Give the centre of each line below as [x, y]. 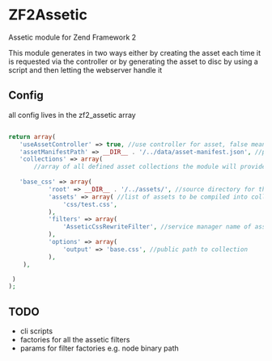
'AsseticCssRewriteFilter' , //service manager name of [157, 227]
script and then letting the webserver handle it [85, 69]
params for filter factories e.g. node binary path [100, 348]
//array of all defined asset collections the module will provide [150, 167]
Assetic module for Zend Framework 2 [72, 37]
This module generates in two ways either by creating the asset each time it [135, 52]
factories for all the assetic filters [75, 340]
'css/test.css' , [90, 204]
